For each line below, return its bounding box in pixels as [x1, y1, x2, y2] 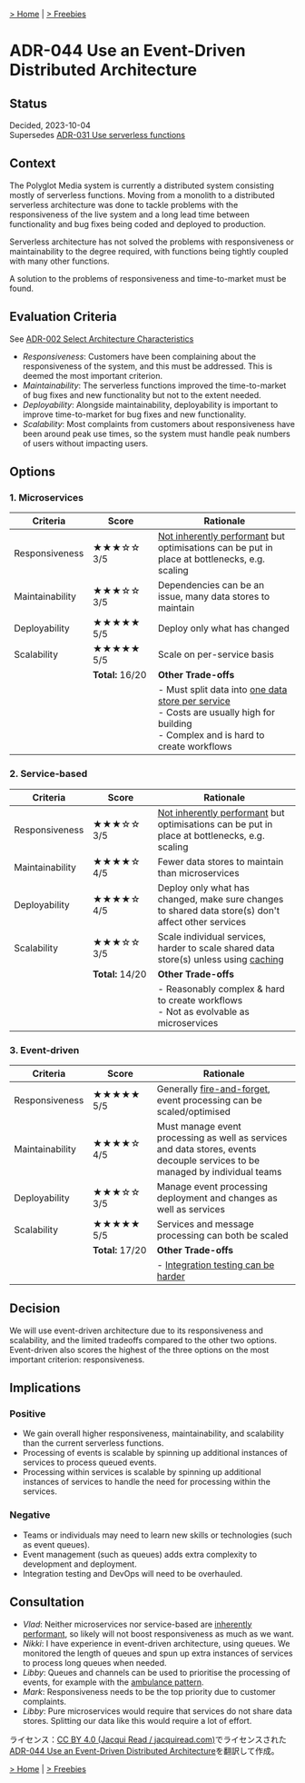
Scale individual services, [157, 930, 266, 942]
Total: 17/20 [92, 1243, 147, 1256]
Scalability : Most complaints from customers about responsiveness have [22, 418, 295, 429]
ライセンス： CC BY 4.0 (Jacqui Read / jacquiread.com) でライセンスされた [9, 1734, 288, 1745]
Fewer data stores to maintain [157, 855, 284, 868]
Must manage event [156, 1120, 242, 1132]
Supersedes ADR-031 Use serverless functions [9, 130, 186, 140]
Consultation [9, 1595, 84, 1610]
